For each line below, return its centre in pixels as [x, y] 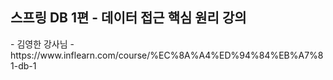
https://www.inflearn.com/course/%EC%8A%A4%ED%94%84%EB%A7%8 [167, 55]
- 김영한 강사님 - [42, 44]
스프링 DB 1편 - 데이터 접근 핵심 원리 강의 [128, 18]
